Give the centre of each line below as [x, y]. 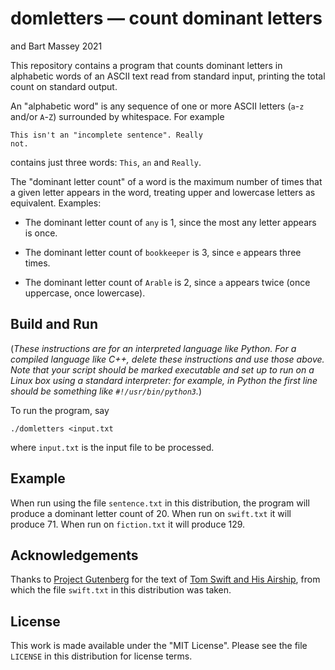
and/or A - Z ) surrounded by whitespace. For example [117, 116]
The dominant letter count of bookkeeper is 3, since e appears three [163, 252]
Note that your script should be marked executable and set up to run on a [162, 369]
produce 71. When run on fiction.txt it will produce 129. [128, 524]
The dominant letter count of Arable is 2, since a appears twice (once [167, 282]
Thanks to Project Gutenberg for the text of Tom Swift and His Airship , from [165, 579]
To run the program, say [60, 410]
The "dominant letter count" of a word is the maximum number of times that [166, 181]
